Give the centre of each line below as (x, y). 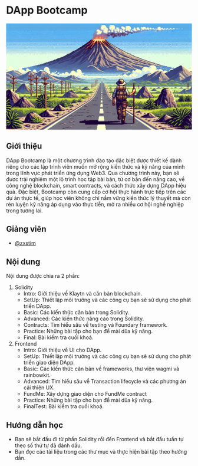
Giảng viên (26, 229)
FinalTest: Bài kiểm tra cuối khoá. (64, 406)
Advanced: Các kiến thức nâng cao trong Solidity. (84, 319)
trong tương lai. (24, 211)
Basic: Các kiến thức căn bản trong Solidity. (76, 313)
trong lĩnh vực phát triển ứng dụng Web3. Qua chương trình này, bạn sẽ (93, 173)
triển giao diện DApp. (49, 363)
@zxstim (25, 243)
